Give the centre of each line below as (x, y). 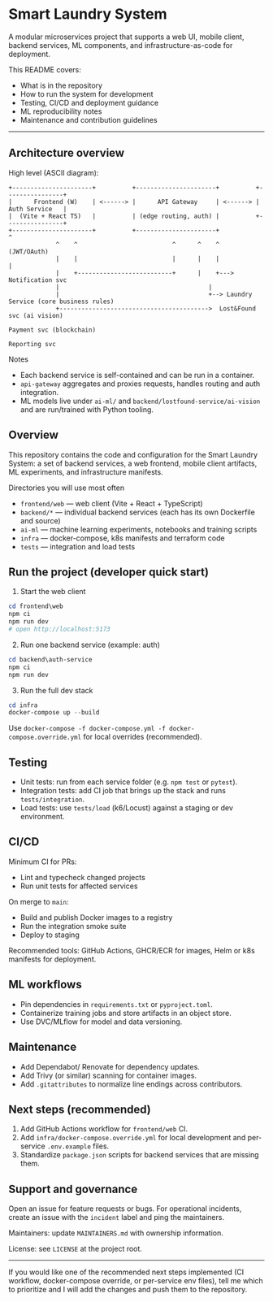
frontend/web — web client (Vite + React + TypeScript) (111, 503)
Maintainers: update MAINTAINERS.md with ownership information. (116, 1233)
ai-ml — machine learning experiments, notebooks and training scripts (139, 529)
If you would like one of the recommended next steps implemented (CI (126, 1272)
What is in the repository (61, 85)
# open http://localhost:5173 (60, 629)
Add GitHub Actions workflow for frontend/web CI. (104, 1129)
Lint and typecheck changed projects (83, 877)
